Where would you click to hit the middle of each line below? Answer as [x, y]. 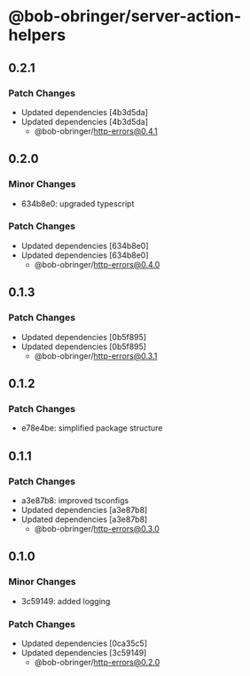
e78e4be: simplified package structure [92, 428]
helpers [37, 35]
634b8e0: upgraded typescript [78, 203]
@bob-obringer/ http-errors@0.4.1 [96, 131]
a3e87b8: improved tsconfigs [75, 500]
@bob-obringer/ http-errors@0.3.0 [97, 528]
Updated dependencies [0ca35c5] [84, 643]
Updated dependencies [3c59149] [84, 652]
